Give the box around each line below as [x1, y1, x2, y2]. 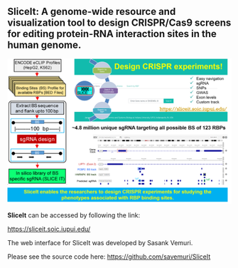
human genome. [7, 39, 82, 51]
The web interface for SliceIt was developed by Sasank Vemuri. [7, 239, 193, 247]
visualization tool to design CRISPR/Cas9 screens [7, 17, 232, 29]
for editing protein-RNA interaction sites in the [7, 28, 217, 40]
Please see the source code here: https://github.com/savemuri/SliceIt [7, 252, 211, 261]
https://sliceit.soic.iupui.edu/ [7, 225, 91, 234]
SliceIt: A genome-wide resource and [7, 6, 176, 18]
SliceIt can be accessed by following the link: [7, 211, 141, 220]
